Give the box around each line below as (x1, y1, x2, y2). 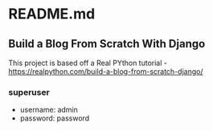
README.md (8, 5, 96, 23)
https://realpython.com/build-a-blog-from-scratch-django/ (8, 67, 203, 76)
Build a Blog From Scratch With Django (8, 37, 206, 51)
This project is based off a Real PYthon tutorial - (8, 58, 167, 68)
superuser (8, 86, 50, 97)
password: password (19, 113, 90, 123)
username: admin (19, 105, 79, 115)
